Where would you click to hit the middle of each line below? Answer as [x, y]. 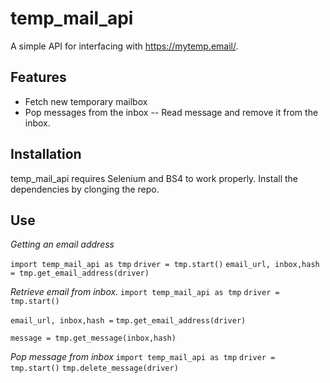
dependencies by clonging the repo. [85, 189]
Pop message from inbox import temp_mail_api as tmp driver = [143, 357]
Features [38, 77]
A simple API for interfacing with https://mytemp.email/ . [124, 46]
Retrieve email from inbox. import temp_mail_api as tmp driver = [145, 292]
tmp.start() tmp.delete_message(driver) [94, 368]
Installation [46, 154]
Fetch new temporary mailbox [86, 101]
